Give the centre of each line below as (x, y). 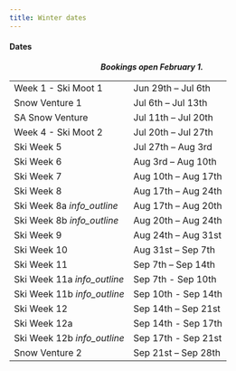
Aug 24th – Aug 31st (177, 234)
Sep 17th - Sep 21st (178, 338)
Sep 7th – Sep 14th (174, 264)
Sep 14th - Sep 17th (178, 323)
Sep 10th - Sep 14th (178, 293)
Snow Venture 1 (48, 102)
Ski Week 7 (38, 176)
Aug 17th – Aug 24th (178, 191)
